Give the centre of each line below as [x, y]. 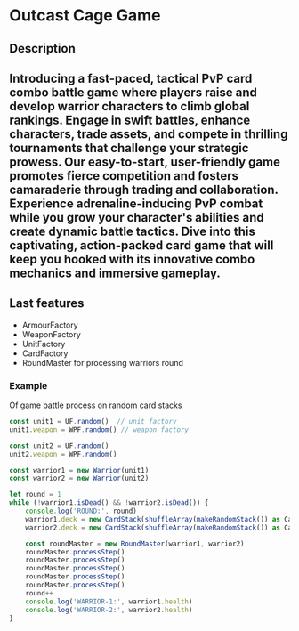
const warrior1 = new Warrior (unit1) [79, 470]
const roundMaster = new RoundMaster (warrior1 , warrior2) [135, 544]
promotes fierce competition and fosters [124, 176]
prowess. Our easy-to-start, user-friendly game [145, 162]
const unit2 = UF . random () [59, 446]
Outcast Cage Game [85, 16]
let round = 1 [36, 495]
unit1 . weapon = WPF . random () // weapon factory [99, 429]
